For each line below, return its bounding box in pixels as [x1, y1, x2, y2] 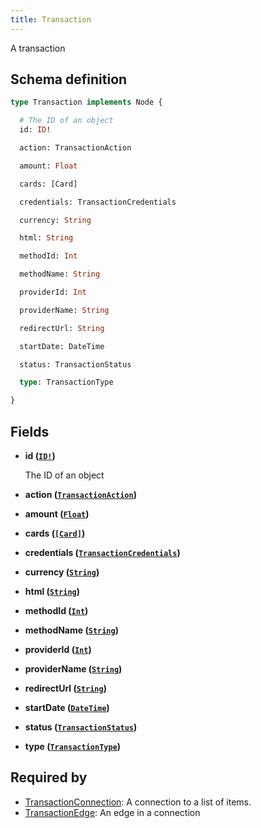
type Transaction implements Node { [10, 97, 163, 108]
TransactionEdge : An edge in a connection [24, 806, 201, 818]
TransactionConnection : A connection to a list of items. [24, 796, 252, 808]
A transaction [10, 42, 66, 54]
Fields [10, 423, 50, 440]
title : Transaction [10, 14, 92, 25]
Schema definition [10, 71, 128, 88]
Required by [10, 769, 88, 786]
